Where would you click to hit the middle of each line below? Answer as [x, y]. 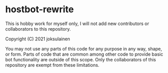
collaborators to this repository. [38, 29]
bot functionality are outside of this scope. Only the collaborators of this [81, 59]
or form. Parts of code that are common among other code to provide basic [84, 54]
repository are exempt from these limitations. [52, 65]
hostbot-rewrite [39, 9]
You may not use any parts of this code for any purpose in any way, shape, [84, 48]
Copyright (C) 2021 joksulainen [38, 39]
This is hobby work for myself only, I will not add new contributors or [77, 23]
